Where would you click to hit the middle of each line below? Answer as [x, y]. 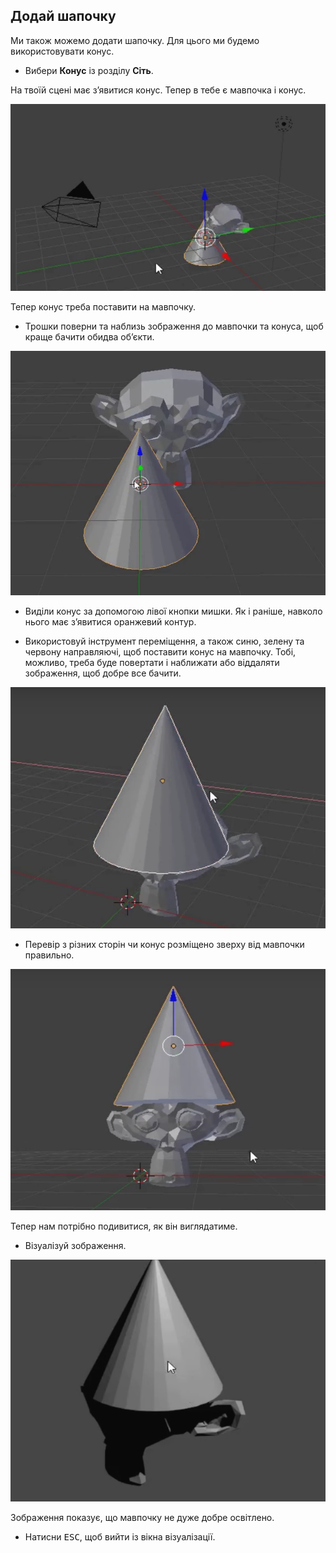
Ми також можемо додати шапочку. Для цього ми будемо [135, 40]
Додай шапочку [63, 16]
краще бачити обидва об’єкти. [89, 337]
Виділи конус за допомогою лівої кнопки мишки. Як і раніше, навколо [173, 611]
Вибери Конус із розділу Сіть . [89, 70]
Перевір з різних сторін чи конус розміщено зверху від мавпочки [164, 945]
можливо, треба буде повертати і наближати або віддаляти [152, 662]
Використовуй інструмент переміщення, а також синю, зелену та [164, 641]
